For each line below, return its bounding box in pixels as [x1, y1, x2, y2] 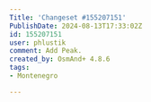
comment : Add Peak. [9, 47, 83, 55]
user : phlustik [9, 38, 67, 47]
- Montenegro [9, 72, 58, 81]
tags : [9, 64, 30, 72]
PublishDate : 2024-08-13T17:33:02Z [9, 21, 143, 30]
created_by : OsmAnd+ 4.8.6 [9, 55, 111, 64]
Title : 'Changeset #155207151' [9, 13, 127, 22]
